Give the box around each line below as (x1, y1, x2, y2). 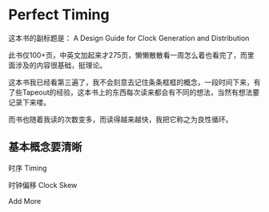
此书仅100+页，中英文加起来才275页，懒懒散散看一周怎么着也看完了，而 (8, 50, 248, 59)
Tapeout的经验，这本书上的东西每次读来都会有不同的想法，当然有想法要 (22, 87, 260, 97)
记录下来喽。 (8, 97, 50, 107)
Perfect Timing (8, 6, 110, 24)
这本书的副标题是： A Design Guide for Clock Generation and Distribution (8, 33, 250, 43)
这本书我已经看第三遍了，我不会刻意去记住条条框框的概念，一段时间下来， (8, 77, 254, 87)
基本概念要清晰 (8, 141, 82, 154)
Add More (8, 196, 42, 206)
